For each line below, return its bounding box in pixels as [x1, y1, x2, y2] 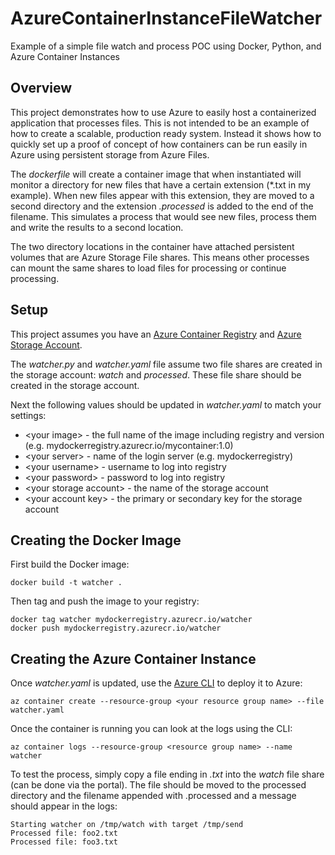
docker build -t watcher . [10, 578, 123, 588]
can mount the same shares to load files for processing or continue [10, 262, 287, 274]
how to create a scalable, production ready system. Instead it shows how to [10, 127, 322, 139]
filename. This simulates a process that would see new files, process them [10, 210, 317, 222]
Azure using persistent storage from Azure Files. [10, 148, 210, 161]
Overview [10, 80, 73, 97]
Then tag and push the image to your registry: [10, 595, 200, 607]
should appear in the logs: [10, 800, 118, 812]
